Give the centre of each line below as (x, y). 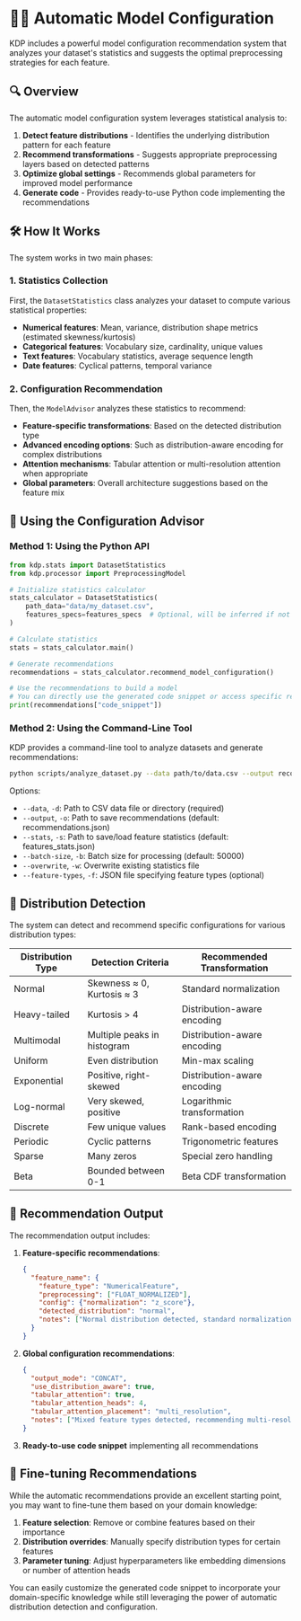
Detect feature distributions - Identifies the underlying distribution (146, 135)
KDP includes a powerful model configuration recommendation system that (148, 43)
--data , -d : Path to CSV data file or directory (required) (123, 809)
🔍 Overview (44, 92)
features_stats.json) (59, 846)
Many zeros (112, 1156)
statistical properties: (48, 310)
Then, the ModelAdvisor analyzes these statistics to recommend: (128, 409)
